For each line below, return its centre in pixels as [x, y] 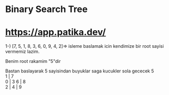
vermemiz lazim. [22, 52]
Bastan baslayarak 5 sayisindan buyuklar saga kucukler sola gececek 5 [80, 71]
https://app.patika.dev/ [56, 32]
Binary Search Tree [46, 9]
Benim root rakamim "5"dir [33, 61]
